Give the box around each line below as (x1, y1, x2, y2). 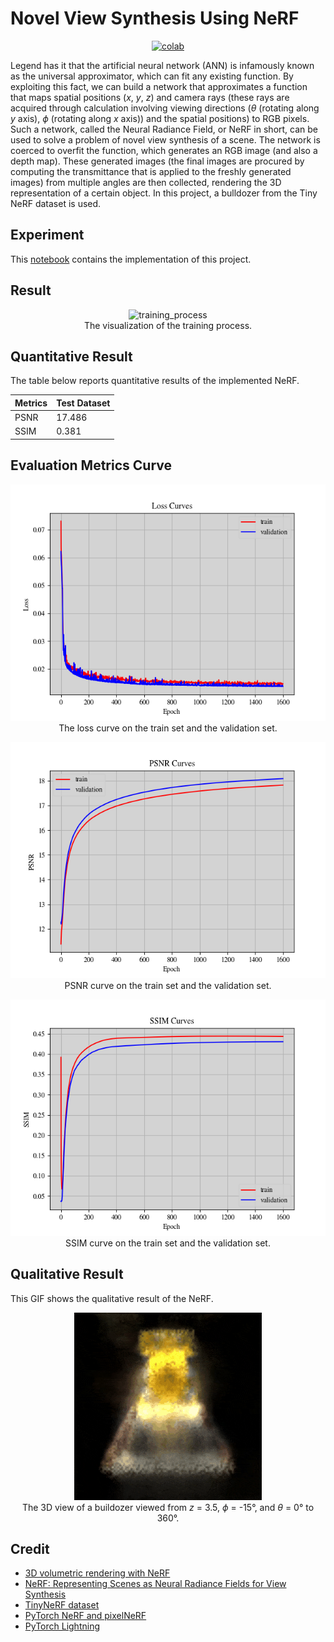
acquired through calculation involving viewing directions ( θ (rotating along (10, 102, 320, 114)
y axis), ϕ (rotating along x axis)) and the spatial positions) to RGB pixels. (10, 112, 310, 124)
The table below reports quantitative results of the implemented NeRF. (10, 375, 300, 387)
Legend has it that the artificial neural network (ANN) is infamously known (10, 59, 315, 71)
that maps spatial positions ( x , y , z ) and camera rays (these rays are (10, 91, 290, 103)
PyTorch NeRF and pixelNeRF (24, 1610, 147, 1622)
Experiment (10, 227, 85, 244)
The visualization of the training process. (83, 319, 253, 331)
